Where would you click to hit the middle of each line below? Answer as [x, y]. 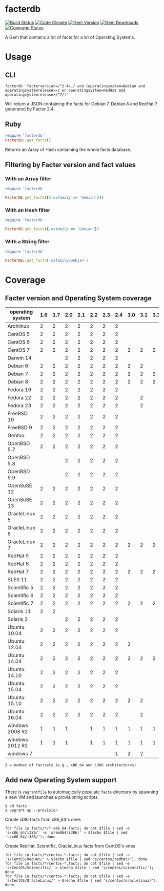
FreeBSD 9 [20, 427]
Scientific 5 [20, 588]
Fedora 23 [20, 405]
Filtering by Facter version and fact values [71, 165]
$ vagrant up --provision [31, 810]
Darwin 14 [20, 358]
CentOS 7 [19, 350]
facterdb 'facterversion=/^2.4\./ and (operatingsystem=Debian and [75, 86]
